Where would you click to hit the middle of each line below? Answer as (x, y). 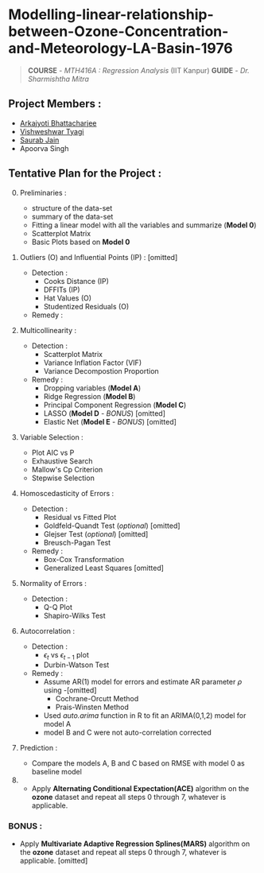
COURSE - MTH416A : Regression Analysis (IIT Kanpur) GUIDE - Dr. (138, 70)
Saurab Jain (39, 140)
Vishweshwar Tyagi (52, 131)
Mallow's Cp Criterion (67, 469)
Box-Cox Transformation (84, 559)
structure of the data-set (72, 208)
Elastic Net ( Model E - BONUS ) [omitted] (110, 421)
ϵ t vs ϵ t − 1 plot (66, 656)
